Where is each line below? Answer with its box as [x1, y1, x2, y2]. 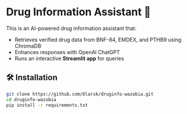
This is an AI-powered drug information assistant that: [6, 25, 137, 32]
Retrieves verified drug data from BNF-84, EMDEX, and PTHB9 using [14, 36, 182, 43]
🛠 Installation [6, 73, 58, 83]
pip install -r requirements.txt [6, 102, 88, 108]
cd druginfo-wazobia [6, 96, 57, 102]
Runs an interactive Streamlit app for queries [14, 55, 125, 62]
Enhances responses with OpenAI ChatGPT [14, 48, 121, 55]
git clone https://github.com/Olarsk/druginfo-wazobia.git [6, 91, 154, 97]
